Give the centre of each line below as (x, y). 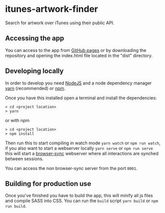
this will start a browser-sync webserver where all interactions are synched (82, 153)
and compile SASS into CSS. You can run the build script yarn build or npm (82, 201)
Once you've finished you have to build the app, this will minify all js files (79, 196)
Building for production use (48, 184)
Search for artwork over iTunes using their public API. (60, 23)
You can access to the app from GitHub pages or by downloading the (76, 50)
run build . (16, 206)
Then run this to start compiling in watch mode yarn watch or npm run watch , (83, 143)
